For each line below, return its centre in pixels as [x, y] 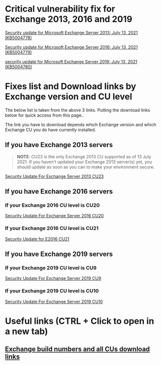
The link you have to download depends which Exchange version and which [80, 124]
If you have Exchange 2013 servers [59, 145]
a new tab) [27, 331]
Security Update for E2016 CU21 [37, 239]
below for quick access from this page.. [44, 115]
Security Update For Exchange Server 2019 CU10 [54, 302]
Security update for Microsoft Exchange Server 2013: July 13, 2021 [71, 32]
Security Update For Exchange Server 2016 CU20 [54, 216]
